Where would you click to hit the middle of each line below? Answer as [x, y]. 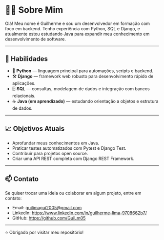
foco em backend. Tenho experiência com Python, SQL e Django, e [72, 28]
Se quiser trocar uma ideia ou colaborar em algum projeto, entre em [73, 193]
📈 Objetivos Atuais [35, 129]
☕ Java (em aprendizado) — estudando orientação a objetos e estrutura [85, 101]
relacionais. [24, 96]
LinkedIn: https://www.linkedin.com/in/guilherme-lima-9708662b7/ [80, 213]
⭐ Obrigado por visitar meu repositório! [44, 232]
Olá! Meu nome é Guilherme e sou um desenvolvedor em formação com [78, 23]
